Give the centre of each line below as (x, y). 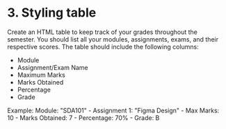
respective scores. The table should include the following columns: (103, 46)
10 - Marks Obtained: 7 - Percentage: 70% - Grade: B (83, 118)
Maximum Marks (41, 75)
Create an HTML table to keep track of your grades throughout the (103, 32)
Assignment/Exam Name (53, 67)
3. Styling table (52, 13)
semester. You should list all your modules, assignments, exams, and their (113, 39)
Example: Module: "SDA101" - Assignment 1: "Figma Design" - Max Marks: (113, 110)
